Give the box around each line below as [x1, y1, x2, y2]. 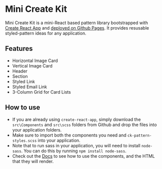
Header [12, 68, 28, 74]
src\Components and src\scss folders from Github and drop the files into [12, 122, 157, 128]
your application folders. [12, 127, 62, 133]
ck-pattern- [127, 133, 152, 138]
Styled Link [12, 78, 35, 84]
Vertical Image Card [12, 63, 53, 68]
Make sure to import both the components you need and [12, 132, 127, 138]
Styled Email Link [12, 84, 48, 90]
